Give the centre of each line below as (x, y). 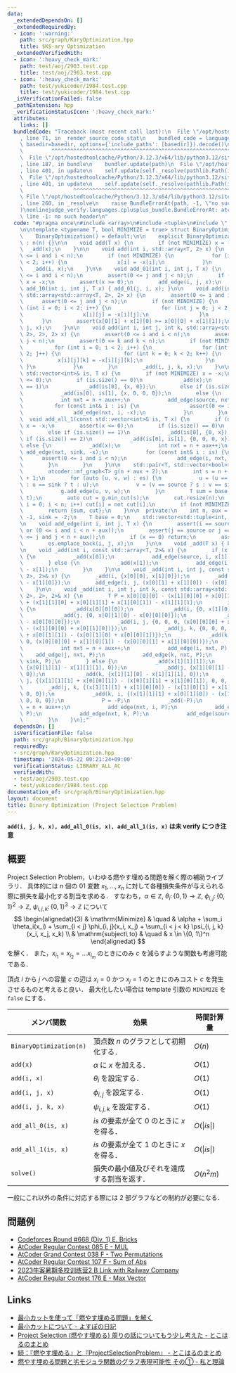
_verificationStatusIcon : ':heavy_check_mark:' (85, 112)
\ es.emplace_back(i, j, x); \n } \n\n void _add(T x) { (122, 543)
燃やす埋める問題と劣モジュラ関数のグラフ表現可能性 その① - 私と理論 (121, 1362)
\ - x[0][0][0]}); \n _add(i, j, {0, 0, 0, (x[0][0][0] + (122, 622)
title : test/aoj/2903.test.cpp (66, 72)
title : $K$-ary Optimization (63, 46)
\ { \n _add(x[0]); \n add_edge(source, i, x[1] (124, 556)
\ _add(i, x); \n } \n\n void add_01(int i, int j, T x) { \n (120, 269)
